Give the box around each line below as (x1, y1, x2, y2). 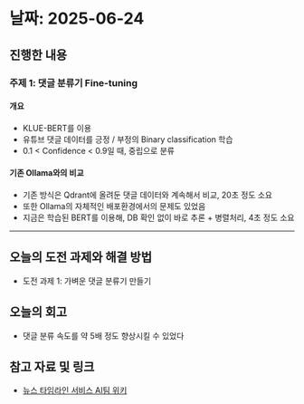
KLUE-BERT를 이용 (22, 122, 92, 133)
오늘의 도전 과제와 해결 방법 (9, 250, 152, 265)
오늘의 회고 (9, 304, 68, 320)
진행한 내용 (9, 47, 68, 63)
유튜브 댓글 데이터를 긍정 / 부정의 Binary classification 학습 (22, 133, 233, 145)
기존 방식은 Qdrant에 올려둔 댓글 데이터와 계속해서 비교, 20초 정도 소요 (22, 189, 273, 200)
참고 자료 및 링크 (9, 359, 95, 374)
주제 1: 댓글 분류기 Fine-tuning (9, 76, 138, 89)
